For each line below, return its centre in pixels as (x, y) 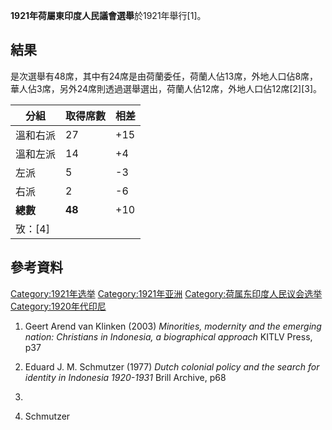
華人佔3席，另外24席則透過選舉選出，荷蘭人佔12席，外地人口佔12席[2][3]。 (166, 88)
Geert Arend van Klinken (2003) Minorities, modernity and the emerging (173, 326)
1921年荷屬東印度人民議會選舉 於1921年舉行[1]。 (108, 15)
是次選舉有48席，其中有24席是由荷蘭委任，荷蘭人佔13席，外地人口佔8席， (164, 76)
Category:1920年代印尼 (58, 306)
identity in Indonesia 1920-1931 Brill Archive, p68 (125, 377)
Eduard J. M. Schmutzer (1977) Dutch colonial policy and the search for (172, 366)
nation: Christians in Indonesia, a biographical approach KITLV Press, (168, 336)
